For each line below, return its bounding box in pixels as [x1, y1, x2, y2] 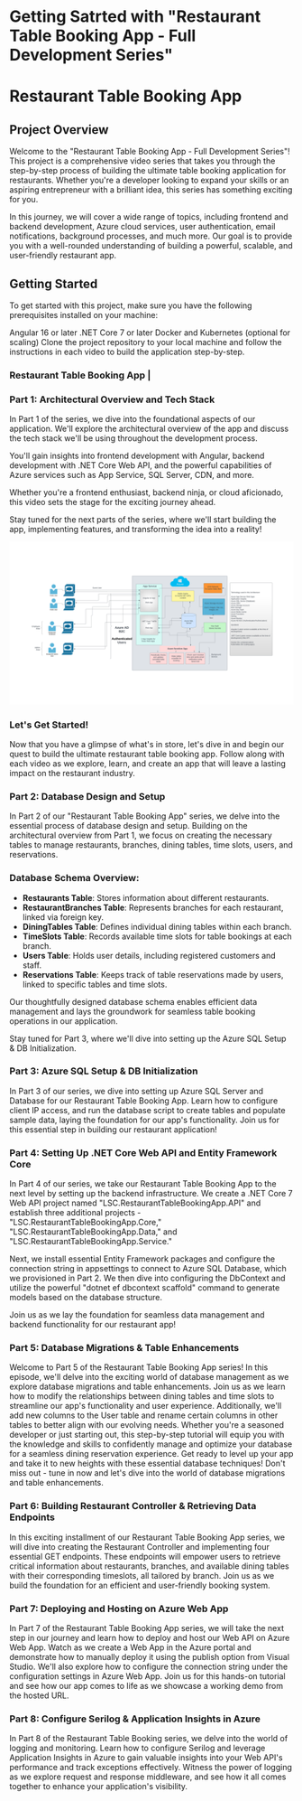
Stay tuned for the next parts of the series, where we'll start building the [9, 514, 277, 525]
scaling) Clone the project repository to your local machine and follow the [9, 337, 282, 347]
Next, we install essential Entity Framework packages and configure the [9, 1253, 276, 1264]
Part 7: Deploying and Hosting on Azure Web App [9, 1602, 229, 1615]
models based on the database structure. [9, 1292, 162, 1303]
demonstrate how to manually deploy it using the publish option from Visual [9, 1652, 290, 1663]
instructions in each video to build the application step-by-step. [9, 346, 245, 357]
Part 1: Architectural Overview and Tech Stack [9, 393, 215, 406]
